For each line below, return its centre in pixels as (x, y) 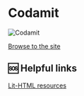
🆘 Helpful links (42, 68)
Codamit (34, 13)
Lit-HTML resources (37, 85)
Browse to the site (34, 46)
